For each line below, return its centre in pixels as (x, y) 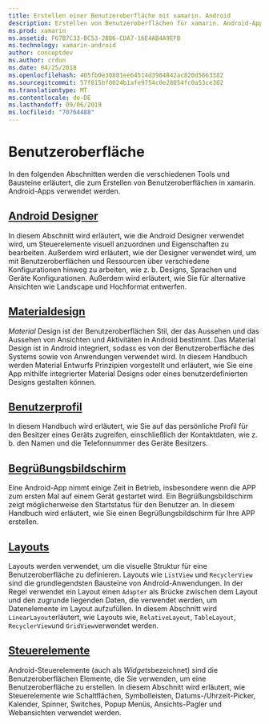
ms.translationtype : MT (48, 90)
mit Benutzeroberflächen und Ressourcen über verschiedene (109, 261)
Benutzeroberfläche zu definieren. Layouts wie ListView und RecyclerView (130, 574)
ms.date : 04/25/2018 (43, 68)
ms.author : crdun (37, 61)
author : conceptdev (41, 53)
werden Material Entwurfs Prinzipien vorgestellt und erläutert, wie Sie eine (131, 365)
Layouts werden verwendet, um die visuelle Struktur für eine (108, 566)
